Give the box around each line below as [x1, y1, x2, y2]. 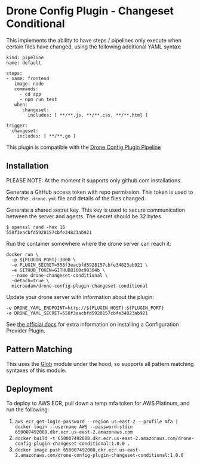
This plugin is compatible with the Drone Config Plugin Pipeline [6, 144, 161, 151]
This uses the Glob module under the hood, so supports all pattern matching [6, 360, 194, 367]
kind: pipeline [6, 54, 44, 60]
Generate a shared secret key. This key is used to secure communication [6, 206, 185, 213]
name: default [6, 60, 42, 66]
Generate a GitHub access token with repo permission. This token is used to [6, 188, 193, 196]
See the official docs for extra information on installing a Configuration [6, 320, 179, 328]
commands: [14, 86, 39, 92]
